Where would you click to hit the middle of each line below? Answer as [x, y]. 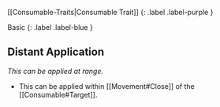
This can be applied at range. [56, 71]
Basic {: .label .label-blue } [50, 27]
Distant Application [56, 52]
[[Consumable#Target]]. [58, 94]
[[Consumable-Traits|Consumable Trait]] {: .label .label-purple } [110, 12]
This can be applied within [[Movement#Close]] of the [106, 86]
